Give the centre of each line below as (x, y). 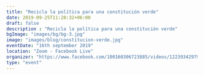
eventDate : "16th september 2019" (50, 46)
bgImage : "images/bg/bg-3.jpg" (46, 34)
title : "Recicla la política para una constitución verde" (83, 12)
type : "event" (24, 62)
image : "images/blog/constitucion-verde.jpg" (65, 40)
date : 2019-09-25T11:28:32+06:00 (49, 18)
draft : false (23, 23)
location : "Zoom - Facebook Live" (50, 51)
